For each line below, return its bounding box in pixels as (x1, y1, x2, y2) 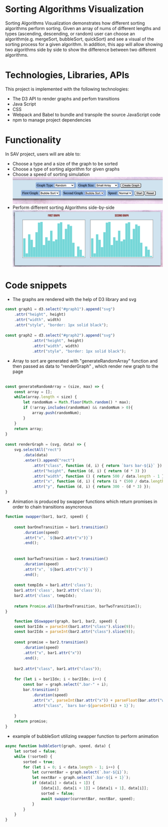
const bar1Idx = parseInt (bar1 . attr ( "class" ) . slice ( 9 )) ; (14, 624, 135, 629)
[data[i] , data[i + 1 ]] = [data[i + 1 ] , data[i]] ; (40, 786, 149, 791)
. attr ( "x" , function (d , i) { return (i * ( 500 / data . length (31, 479, 164, 484)
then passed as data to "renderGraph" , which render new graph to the (12, 363, 158, 369)
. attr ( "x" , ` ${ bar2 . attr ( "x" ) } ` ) (23, 535, 93, 540)
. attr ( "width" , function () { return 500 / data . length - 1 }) (31, 473, 166, 478)
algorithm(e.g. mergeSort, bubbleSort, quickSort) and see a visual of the (5, 36, 154, 42)
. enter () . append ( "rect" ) (23, 457, 75, 463)
